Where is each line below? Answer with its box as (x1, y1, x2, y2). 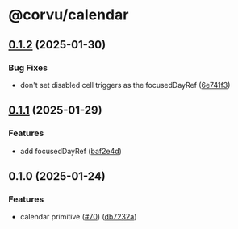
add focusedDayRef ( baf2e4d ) (19, 146, 123, 156)
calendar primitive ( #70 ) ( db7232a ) (19, 212, 137, 222)
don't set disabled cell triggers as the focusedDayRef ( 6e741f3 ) (19, 80, 231, 90)
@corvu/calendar (8, 6, 129, 24)
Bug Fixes (8, 62, 48, 73)
